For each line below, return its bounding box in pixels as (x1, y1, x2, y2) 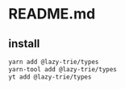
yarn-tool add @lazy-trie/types (8, 65, 117, 73)
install (8, 37, 40, 51)
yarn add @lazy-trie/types (8, 58, 99, 66)
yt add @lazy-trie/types (8, 73, 92, 81)
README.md (8, 5, 96, 23)
